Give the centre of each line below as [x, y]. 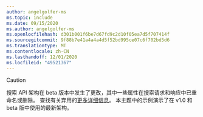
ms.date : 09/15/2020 [33, 23]
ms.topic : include [29, 18]
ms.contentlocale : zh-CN [38, 52]
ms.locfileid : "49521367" [39, 62]
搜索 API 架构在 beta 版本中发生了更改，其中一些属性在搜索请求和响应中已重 [102, 92]
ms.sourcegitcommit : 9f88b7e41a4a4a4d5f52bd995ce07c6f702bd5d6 [88, 40]
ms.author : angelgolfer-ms [40, 29]
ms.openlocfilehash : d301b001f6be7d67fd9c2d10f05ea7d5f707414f [88, 35]
